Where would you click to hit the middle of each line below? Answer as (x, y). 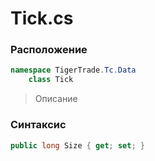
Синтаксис (38, 125)
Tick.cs (42, 18)
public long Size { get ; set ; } (77, 145)
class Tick (51, 80)
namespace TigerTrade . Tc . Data (73, 70)
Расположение (49, 50)
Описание (56, 99)
